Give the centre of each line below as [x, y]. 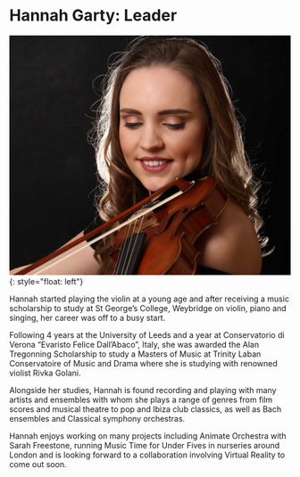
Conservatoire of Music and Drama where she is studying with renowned [144, 364]
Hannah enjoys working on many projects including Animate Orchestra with [148, 436]
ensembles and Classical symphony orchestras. [97, 419]
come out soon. [38, 465]
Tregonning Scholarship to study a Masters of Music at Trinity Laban [135, 354]
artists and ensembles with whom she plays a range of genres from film [141, 400]
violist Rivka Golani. [45, 373]
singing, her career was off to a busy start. [87, 318]
